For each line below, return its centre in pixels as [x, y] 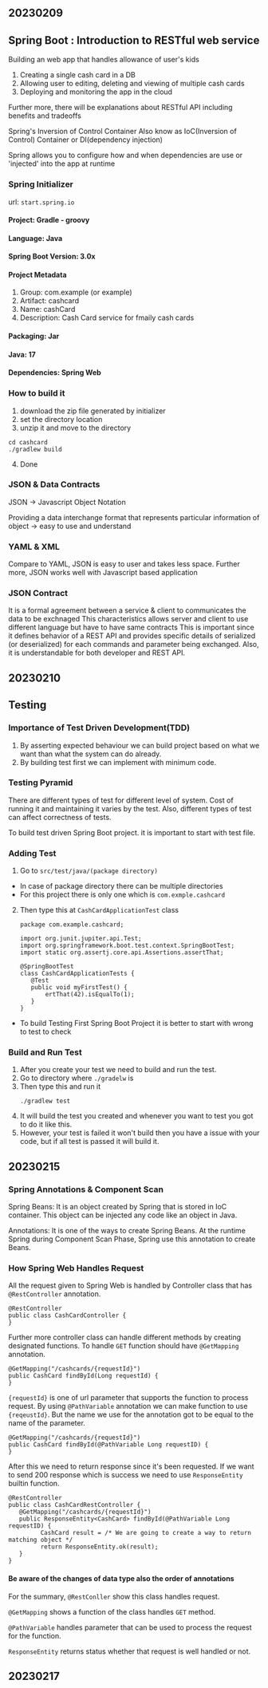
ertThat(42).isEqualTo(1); [90, 995]
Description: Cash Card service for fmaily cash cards [107, 317]
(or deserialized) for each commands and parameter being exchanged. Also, [134, 645]
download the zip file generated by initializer [93, 411]
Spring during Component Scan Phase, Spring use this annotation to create [132, 1239]
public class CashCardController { [67, 1315]
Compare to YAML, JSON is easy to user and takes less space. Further [124, 564]
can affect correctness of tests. [60, 817]
